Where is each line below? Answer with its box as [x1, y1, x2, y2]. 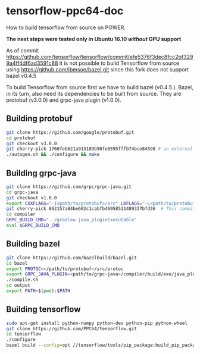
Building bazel [6, 239, 61, 249]
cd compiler [6, 211, 36, 218]
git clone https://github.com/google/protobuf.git [6, 129, 135, 135]
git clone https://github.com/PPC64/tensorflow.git [6, 325, 137, 331]
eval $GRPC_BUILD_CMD [6, 223, 60, 228]
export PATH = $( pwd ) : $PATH [6, 288, 70, 294]
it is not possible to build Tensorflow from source [59, 59, 180, 67]
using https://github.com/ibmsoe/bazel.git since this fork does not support [6, 65, 189, 73]
